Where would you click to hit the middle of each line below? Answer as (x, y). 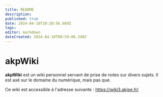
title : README (20, 10)
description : (18, 14)
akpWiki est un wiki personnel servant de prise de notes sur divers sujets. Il (82, 74)
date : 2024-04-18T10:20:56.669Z (38, 23)
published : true (22, 19)
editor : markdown (23, 32)
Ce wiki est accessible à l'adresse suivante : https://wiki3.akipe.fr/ (72, 89)
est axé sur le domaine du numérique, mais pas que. (58, 80)
